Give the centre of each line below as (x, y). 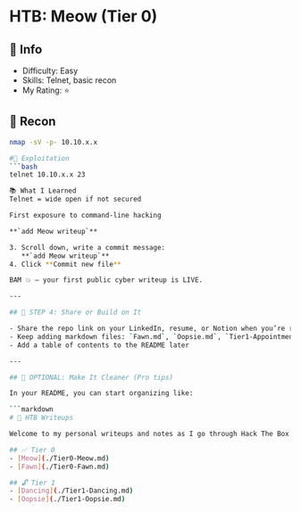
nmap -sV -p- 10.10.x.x (54, 142)
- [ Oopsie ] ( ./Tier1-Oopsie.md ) (67, 500)
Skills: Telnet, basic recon (69, 80)
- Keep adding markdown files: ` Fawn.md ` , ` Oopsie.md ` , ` (119, 336)
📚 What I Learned (43, 191)
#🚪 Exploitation (39, 158)
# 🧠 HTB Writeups (42, 418)
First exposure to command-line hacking (86, 216)
